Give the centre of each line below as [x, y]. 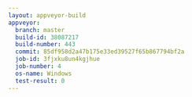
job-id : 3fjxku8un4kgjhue [58, 59]
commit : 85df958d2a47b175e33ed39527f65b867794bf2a [100, 52]
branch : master [40, 30]
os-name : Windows [44, 74]
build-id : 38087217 [47, 37]
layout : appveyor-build [47, 15]
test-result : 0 [40, 81]
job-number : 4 [38, 66]
